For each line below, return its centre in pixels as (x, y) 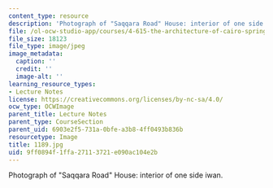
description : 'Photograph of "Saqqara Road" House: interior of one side (136, 24)
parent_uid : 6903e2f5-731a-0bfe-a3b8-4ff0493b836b (96, 129)
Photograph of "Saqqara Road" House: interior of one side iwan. (116, 175)
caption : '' (36, 62)
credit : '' (34, 69)
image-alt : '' (39, 77)
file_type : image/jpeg (47, 46)
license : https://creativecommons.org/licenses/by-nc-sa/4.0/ (116, 99)
